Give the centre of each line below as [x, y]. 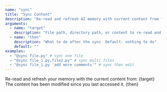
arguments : [16, 23]
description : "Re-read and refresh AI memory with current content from [82, 19]
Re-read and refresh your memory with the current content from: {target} [80, 79]
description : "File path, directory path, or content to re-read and [88, 33]
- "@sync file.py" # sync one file [46, 56]
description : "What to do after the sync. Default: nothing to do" [85, 42]
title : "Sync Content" [29, 14]
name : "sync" [19, 10]
